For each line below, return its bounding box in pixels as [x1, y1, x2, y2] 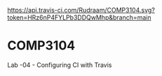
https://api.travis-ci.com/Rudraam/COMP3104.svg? [7, 6, 156, 14]
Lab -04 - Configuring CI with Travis [7, 61, 112, 69]
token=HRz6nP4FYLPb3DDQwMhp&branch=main [7, 13, 152, 22]
